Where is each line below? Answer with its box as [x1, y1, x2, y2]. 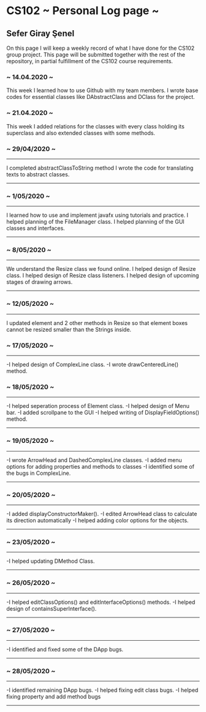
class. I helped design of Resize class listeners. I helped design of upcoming [6, 272, 199, 280]
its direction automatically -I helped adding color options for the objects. [6, 517, 189, 524]
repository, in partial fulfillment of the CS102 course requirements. [6, 58, 174, 65]
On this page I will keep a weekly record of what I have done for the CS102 [6, 44, 195, 52]
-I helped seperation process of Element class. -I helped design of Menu [6, 402, 190, 410]
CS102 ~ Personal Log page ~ [6, 4, 159, 18]
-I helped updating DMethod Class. [6, 557, 95, 565]
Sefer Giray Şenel [6, 28, 75, 39]
